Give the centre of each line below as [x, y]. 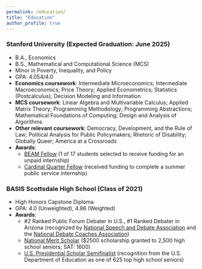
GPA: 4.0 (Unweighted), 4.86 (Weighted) [65, 208]
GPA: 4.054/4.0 [34, 77]
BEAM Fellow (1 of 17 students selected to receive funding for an [104, 154]
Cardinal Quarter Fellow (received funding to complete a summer [105, 166]
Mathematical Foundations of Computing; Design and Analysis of [96, 115]
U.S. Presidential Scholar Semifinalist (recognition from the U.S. [103, 253]
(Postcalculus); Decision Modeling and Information [78, 96]
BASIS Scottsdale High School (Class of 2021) [74, 189]
